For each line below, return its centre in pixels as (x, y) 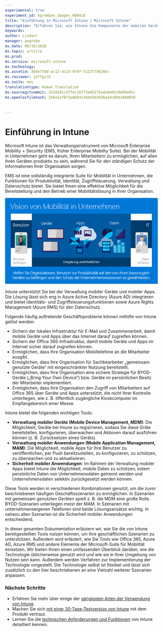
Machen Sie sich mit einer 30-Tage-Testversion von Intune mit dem (79, 609)
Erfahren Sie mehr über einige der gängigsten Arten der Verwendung (81, 598)
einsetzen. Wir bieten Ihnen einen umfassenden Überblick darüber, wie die (80, 549)
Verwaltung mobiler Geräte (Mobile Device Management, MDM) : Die (82, 422)
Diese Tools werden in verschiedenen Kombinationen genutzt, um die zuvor (81, 489)
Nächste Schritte (25, 588)
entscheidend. (19, 519)
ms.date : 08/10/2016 (26, 46)
